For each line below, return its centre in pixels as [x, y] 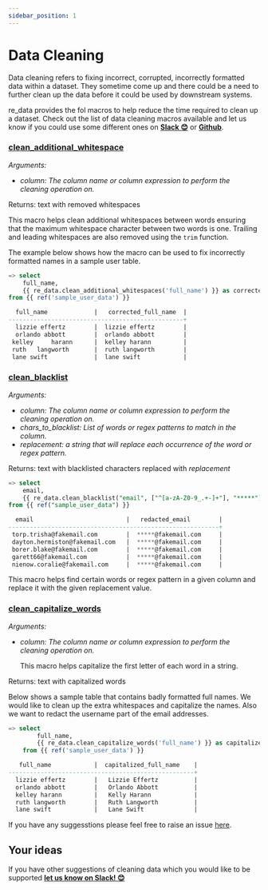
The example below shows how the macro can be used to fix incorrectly [127, 252]
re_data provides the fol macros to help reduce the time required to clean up [133, 110]
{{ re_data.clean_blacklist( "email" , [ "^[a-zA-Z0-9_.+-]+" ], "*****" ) [142, 498]
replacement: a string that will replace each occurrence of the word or [136, 444]
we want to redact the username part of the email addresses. [108, 713]
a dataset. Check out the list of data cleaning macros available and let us [128, 118]
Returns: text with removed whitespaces [75, 204]
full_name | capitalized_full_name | [108, 765]
